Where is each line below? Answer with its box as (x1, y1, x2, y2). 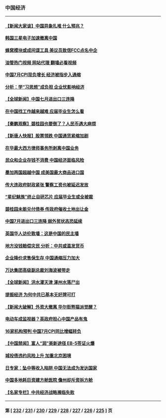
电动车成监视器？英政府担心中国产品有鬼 (5, 316, 87, 322)
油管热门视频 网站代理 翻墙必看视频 (5, 59, 77, 65)
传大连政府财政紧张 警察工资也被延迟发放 (5, 182, 89, 188)
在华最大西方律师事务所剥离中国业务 (5, 145, 79, 151)
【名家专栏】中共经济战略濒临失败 (5, 389, 75, 395)
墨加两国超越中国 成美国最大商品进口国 (5, 169, 84, 176)
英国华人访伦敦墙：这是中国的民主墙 (5, 230, 79, 236)
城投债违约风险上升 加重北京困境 (5, 352, 72, 358)
